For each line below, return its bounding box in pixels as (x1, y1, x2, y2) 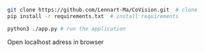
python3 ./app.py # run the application (7, 25, 127, 32)
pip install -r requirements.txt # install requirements (7, 12, 179, 20)
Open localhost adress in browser (7, 38, 104, 46)
